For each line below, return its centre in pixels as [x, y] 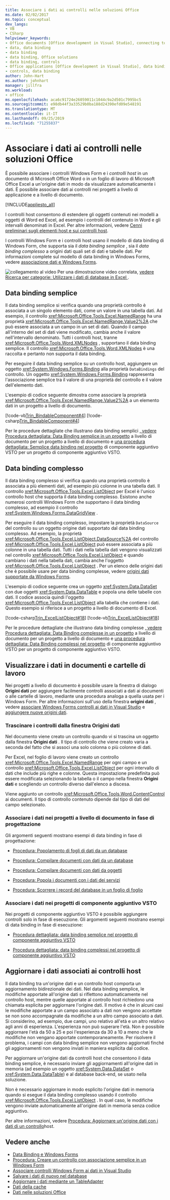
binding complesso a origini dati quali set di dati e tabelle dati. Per [74, 251]
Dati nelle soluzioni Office [39, 1192]
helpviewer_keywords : [28, 39]
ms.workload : [19, 90]
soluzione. [16, 1079]
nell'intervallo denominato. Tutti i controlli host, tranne [61, 337]
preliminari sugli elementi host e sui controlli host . [57, 230]
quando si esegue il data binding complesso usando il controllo [71, 1094]
